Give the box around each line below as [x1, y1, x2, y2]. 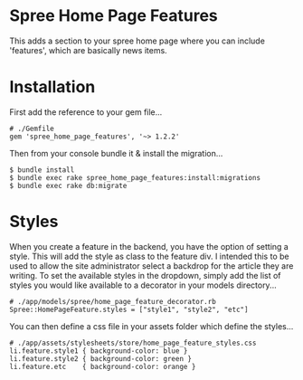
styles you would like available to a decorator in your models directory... [9, 280, 278, 290]
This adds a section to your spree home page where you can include [9, 35, 265, 46]
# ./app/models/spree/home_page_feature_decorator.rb [9, 297, 217, 306]
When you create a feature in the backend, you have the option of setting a [9, 241, 289, 252]
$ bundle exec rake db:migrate [9, 181, 128, 190]
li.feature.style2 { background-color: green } [9, 354, 193, 363]
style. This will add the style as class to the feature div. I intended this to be [9, 251, 289, 261]
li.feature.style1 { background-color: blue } [9, 346, 188, 356]
